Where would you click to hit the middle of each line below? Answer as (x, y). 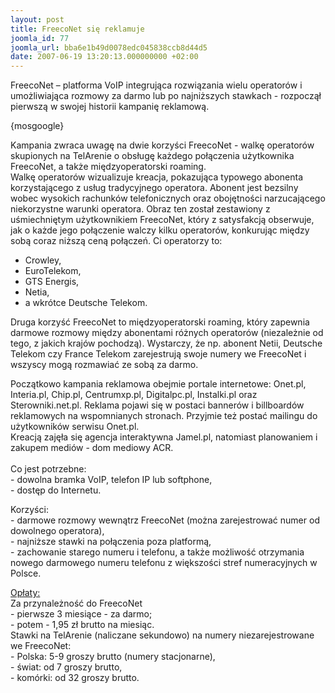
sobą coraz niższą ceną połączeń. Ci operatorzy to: (116, 241)
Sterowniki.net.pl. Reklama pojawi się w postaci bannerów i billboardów (157, 405)
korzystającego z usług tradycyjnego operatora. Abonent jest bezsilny (154, 188)
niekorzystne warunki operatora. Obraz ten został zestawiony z (140, 209)
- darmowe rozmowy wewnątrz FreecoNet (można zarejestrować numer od (165, 520)
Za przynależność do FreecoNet (76, 603)
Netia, (37, 292)
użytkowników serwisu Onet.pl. (75, 427)
